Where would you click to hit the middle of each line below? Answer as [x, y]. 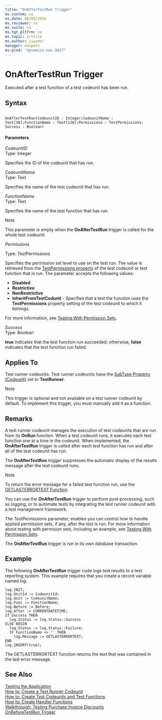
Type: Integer [18, 154]
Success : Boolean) [25, 127]
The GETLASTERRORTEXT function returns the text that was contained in [78, 654]
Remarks [19, 419]
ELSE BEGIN [16, 624]
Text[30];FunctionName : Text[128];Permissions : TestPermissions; [74, 123]
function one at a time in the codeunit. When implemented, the [67, 441]
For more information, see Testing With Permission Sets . [61, 318]
